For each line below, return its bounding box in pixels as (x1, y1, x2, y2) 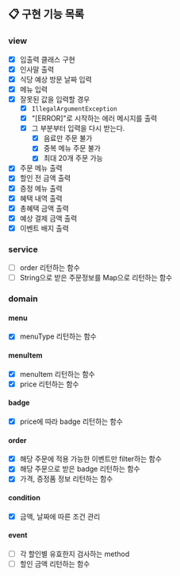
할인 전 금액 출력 (19, 174, 71, 183)
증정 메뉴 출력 (19, 183, 63, 193)
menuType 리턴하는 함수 (19, 331, 97, 341)
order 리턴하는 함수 (19, 263, 81, 272)
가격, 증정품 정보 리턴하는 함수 (19, 474, 113, 484)
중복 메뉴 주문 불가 (43, 143, 101, 153)
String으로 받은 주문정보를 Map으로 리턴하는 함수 (19, 273, 173, 283)
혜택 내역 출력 (19, 194, 63, 203)
